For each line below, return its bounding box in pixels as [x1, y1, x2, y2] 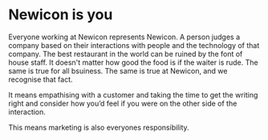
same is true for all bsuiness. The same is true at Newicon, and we [8, 66, 228, 75]
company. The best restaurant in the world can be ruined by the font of [8, 49, 243, 58]
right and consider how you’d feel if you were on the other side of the [8, 98, 238, 108]
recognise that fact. [8, 74, 74, 84]
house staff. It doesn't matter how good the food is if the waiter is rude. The [8, 58, 258, 67]
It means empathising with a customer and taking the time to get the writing [8, 90, 258, 99]
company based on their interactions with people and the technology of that [8, 40, 260, 50]
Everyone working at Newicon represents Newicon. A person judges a [8, 32, 241, 42]
